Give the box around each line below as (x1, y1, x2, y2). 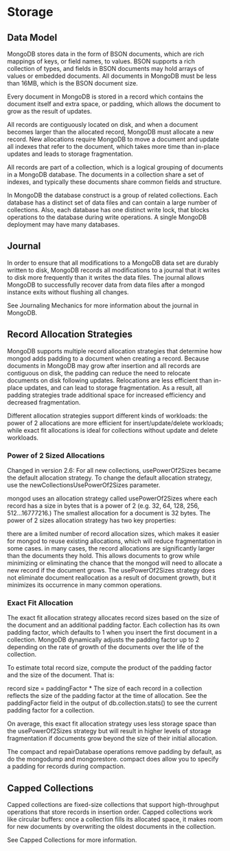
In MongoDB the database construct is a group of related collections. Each (7, 191, 218, 199)
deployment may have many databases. (7, 221, 120, 228)
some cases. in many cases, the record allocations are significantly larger (7, 544, 215, 552)
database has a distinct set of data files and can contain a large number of (7, 198, 218, 207)
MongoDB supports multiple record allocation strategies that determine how (7, 347, 222, 355)
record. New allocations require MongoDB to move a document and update (7, 135, 220, 143)
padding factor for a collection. (7, 706, 95, 715)
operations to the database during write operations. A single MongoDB (7, 213, 207, 221)
